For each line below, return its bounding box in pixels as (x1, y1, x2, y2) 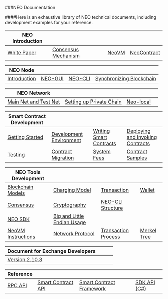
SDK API (135, 279, 155, 286)
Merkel (140, 227, 156, 234)
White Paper (7, 49, 37, 56)
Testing (7, 151, 25, 158)
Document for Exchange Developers (7, 248, 96, 254)
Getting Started (7, 134, 44, 140)
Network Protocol (53, 230, 95, 237)
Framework (79, 285, 106, 292)
